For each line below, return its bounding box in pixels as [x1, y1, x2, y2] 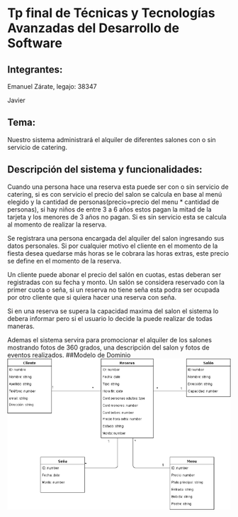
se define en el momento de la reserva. [7, 256, 122, 265]
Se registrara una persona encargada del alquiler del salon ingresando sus [7, 234, 225, 242]
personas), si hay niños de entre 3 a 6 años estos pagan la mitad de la [7, 205, 212, 214]
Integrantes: [7, 63, 63, 75]
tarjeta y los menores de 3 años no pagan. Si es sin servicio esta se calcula [7, 212, 227, 221]
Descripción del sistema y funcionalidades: [7, 163, 203, 175]
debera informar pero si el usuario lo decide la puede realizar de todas [7, 314, 212, 322]
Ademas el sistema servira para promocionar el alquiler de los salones [7, 335, 212, 344]
